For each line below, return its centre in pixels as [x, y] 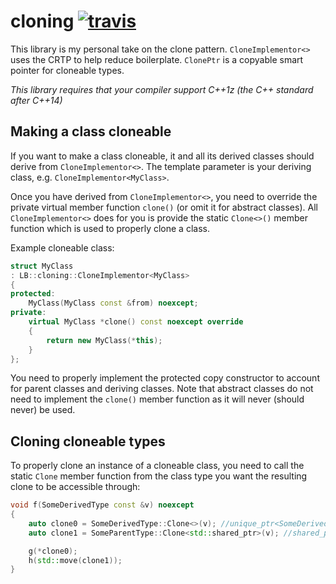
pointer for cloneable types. [67, 70]
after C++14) [36, 100]
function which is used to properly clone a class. [110, 228]
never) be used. [43, 410]
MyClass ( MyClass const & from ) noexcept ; [113, 303]
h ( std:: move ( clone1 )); [75, 560]
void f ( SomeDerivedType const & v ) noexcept [102, 505]
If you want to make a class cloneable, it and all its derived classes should [162, 156]
